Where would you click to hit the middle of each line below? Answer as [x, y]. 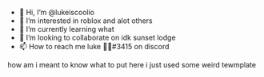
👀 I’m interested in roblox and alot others [86, 21]
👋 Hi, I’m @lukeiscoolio [57, 12]
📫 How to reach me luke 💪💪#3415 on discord [94, 46]
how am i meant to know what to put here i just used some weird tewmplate [132, 65]
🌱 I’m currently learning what [66, 29]
